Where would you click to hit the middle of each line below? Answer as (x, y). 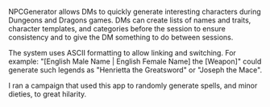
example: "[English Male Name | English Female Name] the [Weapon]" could (135, 61)
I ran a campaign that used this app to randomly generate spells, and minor (133, 85)
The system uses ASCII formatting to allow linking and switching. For (122, 53)
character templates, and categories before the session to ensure (117, 29)
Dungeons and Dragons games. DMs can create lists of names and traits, (130, 20)
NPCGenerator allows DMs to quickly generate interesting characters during (135, 12)
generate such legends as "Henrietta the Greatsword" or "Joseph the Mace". (135, 70)
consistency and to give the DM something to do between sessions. (121, 37)
